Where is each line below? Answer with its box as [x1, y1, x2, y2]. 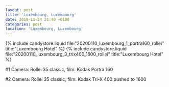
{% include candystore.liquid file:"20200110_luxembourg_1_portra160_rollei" [5, 40, 164, 46]
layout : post [5, 7, 33, 13]
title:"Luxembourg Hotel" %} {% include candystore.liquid [5, 46, 127, 52]
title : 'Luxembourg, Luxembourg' [5, 12, 77, 17]
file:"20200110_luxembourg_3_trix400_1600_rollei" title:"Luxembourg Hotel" [5, 51, 163, 57]
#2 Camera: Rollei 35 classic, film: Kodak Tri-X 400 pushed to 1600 [5, 76, 147, 82]
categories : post [5, 21, 42, 27]
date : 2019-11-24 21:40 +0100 [5, 17, 70, 22]
